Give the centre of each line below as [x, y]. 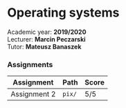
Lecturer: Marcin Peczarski [46, 39]
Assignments [30, 64]
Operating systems [63, 13]
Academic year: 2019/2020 [47, 32]
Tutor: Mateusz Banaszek [44, 46]
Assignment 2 [33, 94]
